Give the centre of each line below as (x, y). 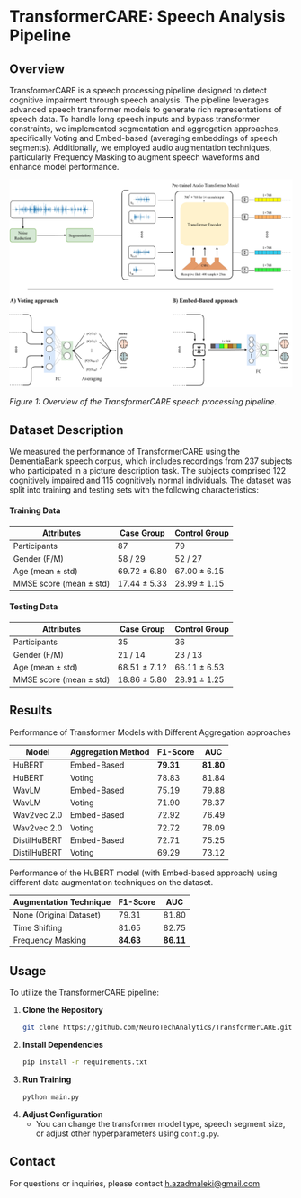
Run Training (47, 1079)
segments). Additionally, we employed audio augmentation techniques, (141, 147)
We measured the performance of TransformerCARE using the (125, 452)
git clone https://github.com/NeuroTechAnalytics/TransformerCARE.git (157, 1028)
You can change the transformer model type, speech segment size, (160, 1123)
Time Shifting (38, 927)
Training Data (35, 510)
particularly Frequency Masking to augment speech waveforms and (134, 157)
